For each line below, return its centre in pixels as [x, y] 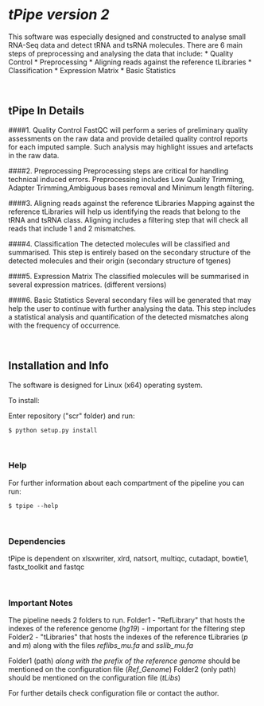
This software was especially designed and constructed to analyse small [127, 37]
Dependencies [37, 541]
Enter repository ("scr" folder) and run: [72, 416]
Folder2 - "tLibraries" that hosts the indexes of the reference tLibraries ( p [128, 637]
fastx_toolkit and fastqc [47, 567]
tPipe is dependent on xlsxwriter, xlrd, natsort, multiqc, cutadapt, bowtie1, [128, 559]
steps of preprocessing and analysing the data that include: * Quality [121, 53]
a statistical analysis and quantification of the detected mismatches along [128, 316]
